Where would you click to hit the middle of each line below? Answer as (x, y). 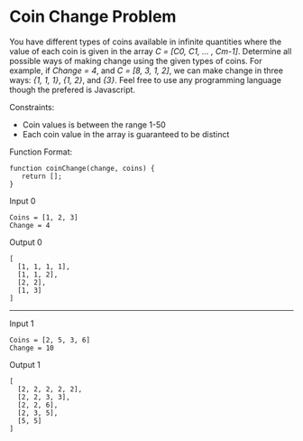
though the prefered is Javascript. (73, 89)
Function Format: (41, 152)
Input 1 (22, 324)
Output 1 (25, 364)
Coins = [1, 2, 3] (44, 217)
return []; (42, 176)
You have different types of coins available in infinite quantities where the (146, 42)
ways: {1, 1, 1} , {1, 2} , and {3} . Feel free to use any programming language (146, 80)
